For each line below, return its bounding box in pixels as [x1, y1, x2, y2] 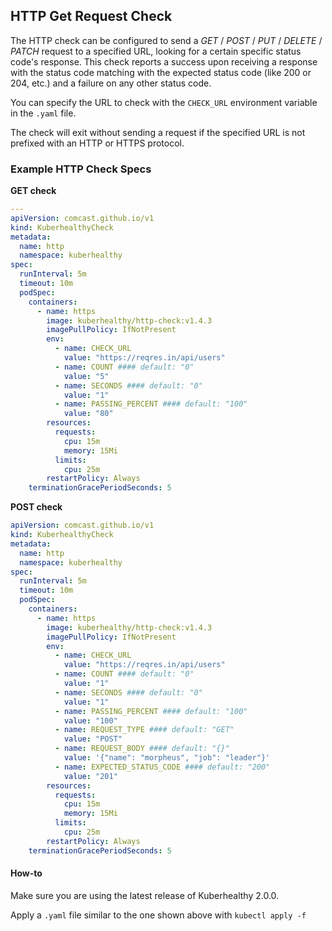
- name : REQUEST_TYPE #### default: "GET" [54, 725, 235, 735]
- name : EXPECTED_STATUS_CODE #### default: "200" [54, 762, 271, 772]
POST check [10, 501, 63, 513]
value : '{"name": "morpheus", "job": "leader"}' [63, 753, 271, 763]
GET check [10, 185, 57, 197]
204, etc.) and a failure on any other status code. [10, 77, 212, 89]
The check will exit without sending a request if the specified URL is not [10, 126, 306, 138]
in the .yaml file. [10, 107, 77, 119]
